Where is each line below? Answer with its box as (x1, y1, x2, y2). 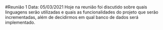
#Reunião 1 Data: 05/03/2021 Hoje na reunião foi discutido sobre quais (5, 4, 147, 10)
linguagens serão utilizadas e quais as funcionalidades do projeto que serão (5, 9, 159, 15)
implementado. (5, 19, 35, 25)
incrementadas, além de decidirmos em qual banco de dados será (5, 15, 139, 20)
